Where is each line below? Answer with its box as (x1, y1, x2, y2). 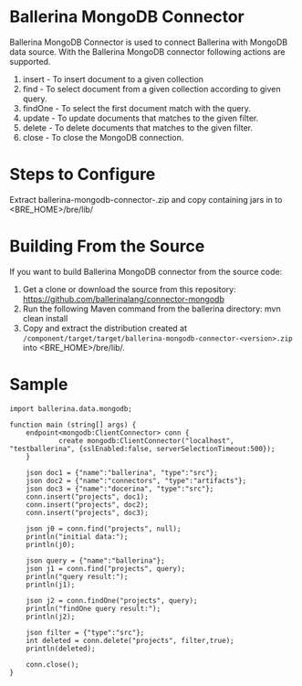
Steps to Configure (9, 164, 156, 185)
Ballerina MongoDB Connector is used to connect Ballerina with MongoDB (9, 37, 288, 47)
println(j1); (26, 580, 76, 589)
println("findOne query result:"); (26, 604, 161, 613)
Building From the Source (9, 236, 205, 257)
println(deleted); (26, 644, 96, 653)
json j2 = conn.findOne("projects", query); (26, 596, 198, 605)
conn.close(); (26, 660, 79, 669)
